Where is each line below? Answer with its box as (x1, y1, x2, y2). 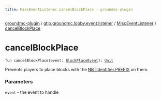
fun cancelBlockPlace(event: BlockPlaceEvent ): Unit (5, 58, 114, 63)
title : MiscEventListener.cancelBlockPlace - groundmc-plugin (5, 7, 133, 12)
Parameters (5, 78, 33, 85)
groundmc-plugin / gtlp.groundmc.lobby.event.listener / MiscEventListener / (5, 20, 157, 26)
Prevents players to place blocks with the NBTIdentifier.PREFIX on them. (5, 66, 148, 72)
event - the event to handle (5, 89, 59, 95)
